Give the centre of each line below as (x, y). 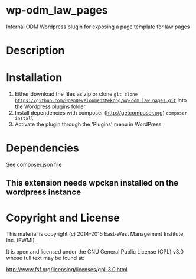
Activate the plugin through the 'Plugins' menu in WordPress (88, 124)
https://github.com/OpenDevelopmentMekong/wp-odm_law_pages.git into (101, 100)
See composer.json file (34, 164)
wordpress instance (44, 192)
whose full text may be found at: (45, 258)
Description (35, 51)
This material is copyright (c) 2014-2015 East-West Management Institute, (95, 234)
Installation (34, 78)
